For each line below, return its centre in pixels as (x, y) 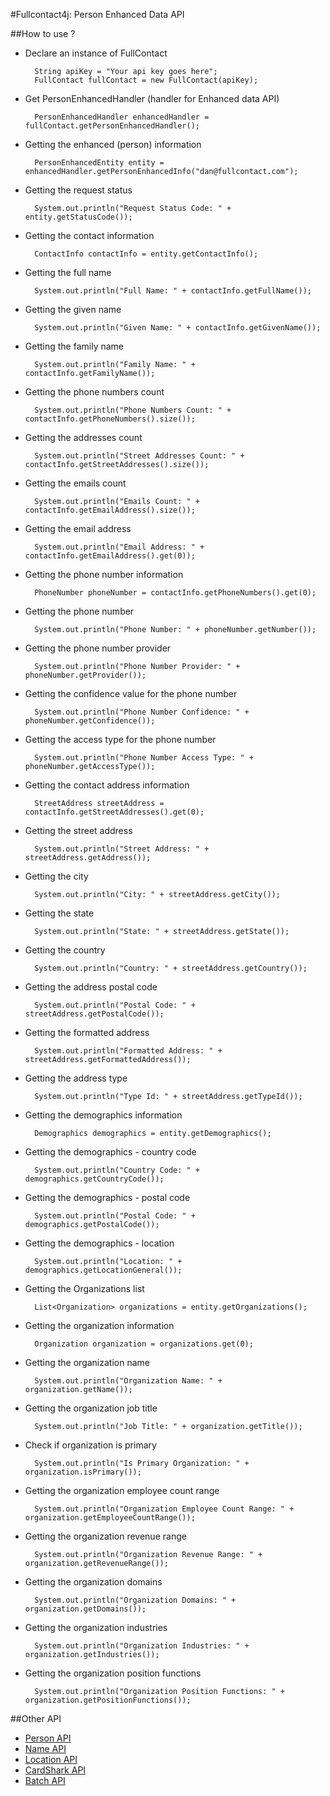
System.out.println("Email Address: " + (119, 547)
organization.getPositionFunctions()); (108, 1700)
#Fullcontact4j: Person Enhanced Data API (97, 14)
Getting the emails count (75, 483)
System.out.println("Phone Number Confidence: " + (142, 712)
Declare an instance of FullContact (96, 53)
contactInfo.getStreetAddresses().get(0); (114, 812)
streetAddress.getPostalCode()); (94, 1014)
